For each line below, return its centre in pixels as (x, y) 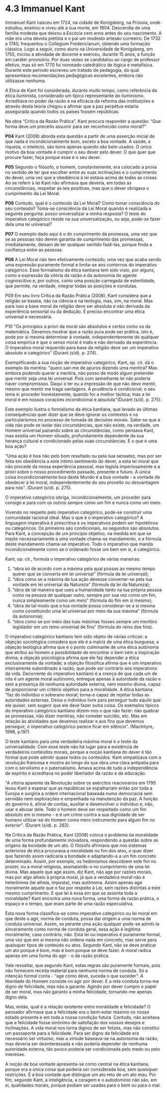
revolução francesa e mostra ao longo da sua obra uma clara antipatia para (82, 762)
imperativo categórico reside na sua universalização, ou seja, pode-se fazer (83, 219)
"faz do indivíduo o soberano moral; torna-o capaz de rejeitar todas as (77, 694)
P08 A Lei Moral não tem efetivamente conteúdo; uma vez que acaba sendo (83, 259)
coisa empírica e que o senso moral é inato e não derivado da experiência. (82, 342)
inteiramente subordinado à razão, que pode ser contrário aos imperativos (81, 668)
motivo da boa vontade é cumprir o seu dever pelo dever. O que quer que (80, 152)
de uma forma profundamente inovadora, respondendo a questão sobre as (82, 840)
